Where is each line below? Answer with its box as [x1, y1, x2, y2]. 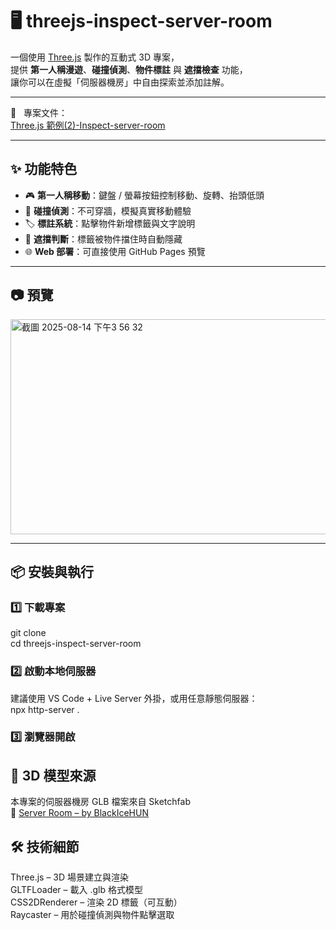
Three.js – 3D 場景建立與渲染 [10, 871, 130, 883]
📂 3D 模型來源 [10, 767, 97, 784]
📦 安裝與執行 [10, 563, 95, 580]
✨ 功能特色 [10, 161, 78, 178]
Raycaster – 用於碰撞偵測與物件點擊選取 [10, 909, 175, 921]
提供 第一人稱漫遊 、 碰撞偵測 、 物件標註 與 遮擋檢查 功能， [10, 63, 248, 75]
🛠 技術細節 [10, 838, 80, 855]
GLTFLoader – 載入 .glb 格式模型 [10, 884, 143, 896]
